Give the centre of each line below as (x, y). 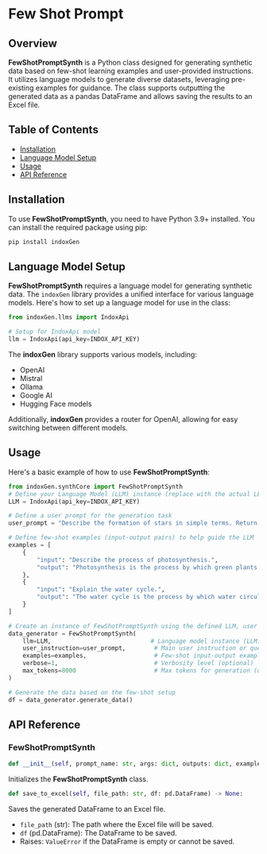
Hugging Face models (56, 403)
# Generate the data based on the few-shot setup (92, 692)
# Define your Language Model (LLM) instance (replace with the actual (129, 494)
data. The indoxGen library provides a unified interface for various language (131, 294)
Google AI (36, 395)
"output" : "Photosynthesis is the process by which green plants (147, 567)
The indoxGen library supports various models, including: (103, 354)
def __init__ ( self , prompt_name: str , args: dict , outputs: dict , (120, 764)
